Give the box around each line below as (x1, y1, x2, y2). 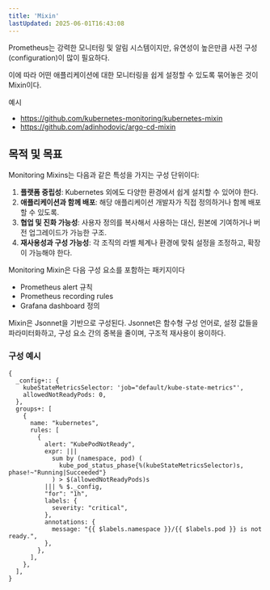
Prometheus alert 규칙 (19, 282, 93, 292)
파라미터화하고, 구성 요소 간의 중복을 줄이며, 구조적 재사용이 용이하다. (8, 328, 226, 338)
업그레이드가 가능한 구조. (28, 228, 108, 238)
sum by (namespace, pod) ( (51, 454, 143, 462)
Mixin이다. (8, 80, 42, 90)
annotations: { (44, 518, 95, 526)
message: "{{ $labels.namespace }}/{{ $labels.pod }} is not (51, 525, 263, 533)
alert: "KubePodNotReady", (44, 440, 136, 449)
